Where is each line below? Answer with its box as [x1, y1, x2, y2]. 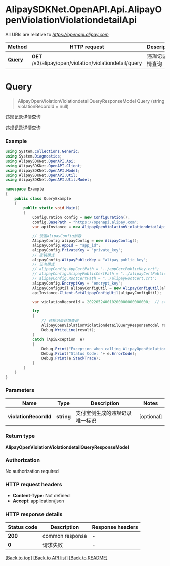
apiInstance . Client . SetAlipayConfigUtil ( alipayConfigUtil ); [32, 290, 162, 295]
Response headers [92, 524, 138, 531]
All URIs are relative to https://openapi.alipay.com [5, 31, 109, 37]
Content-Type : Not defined [12, 492, 70, 498]
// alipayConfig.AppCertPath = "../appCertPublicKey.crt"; [32, 267, 159, 272]
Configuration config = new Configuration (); [32, 215, 130, 220]
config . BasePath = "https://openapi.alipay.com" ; [32, 219, 139, 225]
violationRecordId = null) [17, 103, 69, 109]
